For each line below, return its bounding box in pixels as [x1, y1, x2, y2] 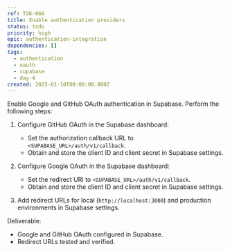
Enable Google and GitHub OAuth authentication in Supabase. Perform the [7, 100, 220, 108]
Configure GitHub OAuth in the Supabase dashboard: [17, 120, 169, 129]
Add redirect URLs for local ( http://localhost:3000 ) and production [17, 196, 211, 205]
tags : [7, 49, 23, 56]
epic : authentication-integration [7, 36, 107, 43]
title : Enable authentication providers [7, 17, 126, 24]
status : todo [7, 23, 45, 30]
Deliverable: [7, 217, 42, 225]
